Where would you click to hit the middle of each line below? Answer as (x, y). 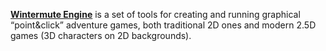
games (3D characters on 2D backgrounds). (101, 35)
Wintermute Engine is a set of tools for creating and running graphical (155, 14)
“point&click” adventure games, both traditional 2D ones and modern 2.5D (163, 25)
